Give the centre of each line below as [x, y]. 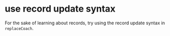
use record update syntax [60, 9]
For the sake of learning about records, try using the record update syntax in [85, 23]
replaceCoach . [19, 28]
